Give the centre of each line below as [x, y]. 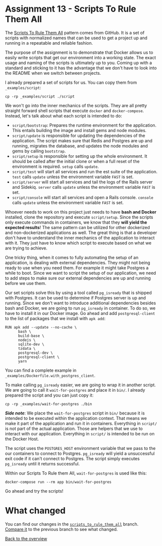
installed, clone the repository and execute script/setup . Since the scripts [79, 217]
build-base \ [31, 336]
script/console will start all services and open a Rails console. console [83, 197]
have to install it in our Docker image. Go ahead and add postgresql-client [80, 313]
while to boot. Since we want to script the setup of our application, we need [81, 273]
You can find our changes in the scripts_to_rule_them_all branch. [72, 524]
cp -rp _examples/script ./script [40, 96]
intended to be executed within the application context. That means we [76, 418]
